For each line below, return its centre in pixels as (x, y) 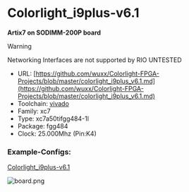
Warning (19, 46)
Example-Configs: (39, 152)
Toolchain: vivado (43, 103)
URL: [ (27, 73)
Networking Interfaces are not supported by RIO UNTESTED (94, 60)
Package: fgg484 (43, 126)
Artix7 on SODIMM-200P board (54, 32)
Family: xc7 (34, 111)
